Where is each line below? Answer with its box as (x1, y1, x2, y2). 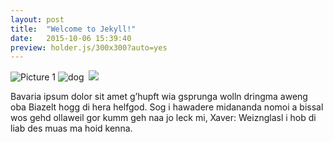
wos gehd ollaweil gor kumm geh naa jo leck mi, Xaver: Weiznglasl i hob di (10, 112, 317, 124)
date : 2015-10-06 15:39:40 (10, 33, 132, 43)
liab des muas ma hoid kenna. (10, 122, 133, 135)
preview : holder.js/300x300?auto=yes (10, 42, 168, 53)
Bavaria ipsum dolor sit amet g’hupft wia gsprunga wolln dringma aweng (10, 91, 308, 103)
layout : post (10, 14, 65, 25)
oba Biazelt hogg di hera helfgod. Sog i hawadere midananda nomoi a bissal (10, 101, 324, 113)
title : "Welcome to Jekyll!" (10, 24, 137, 34)
